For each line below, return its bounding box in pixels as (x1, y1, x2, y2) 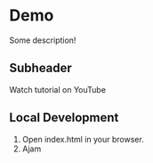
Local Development (9, 110, 119, 126)
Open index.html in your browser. (21, 134, 144, 144)
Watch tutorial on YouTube (9, 84, 107, 94)
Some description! (9, 35, 76, 45)
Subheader (9, 61, 73, 76)
